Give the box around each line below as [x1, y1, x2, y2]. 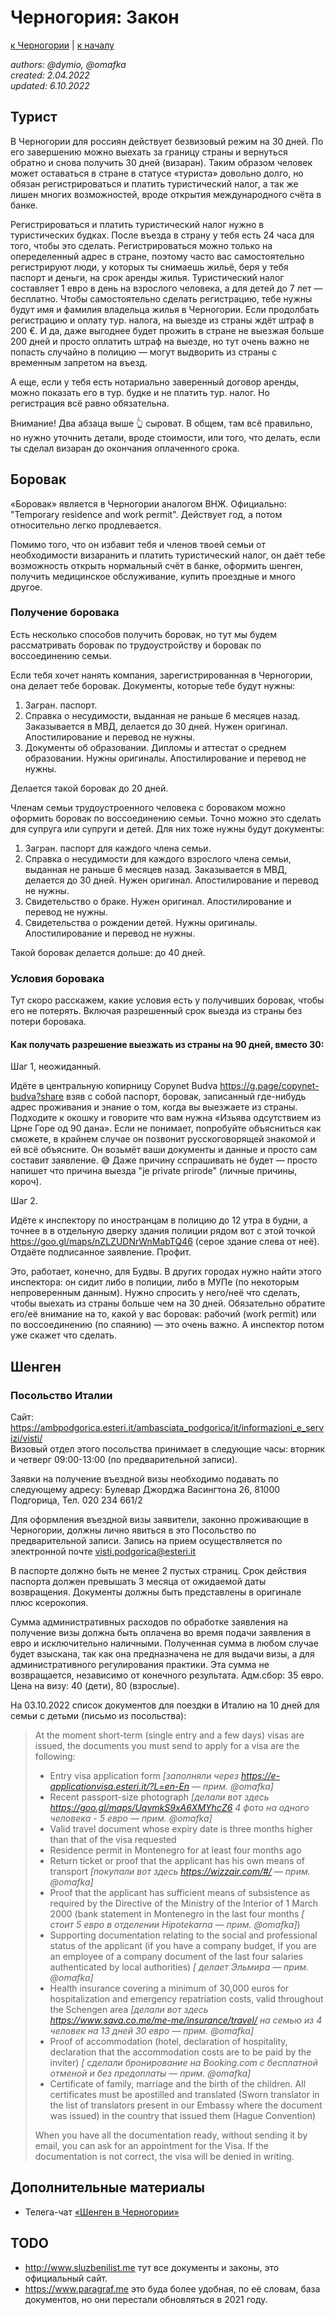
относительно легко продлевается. [10, 519, 162, 531]
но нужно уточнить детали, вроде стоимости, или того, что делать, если [10, 431, 321, 443]
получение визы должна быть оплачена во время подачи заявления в [10, 1627, 312, 1639]
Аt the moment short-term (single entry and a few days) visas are [34, 1729, 305, 1741]
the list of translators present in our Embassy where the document [49, 2099, 323, 2111]
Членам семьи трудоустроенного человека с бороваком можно [10, 801, 286, 813]
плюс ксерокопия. [10, 1597, 89, 1609]
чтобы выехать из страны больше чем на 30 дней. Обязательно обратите [10, 1297, 326, 1310]
